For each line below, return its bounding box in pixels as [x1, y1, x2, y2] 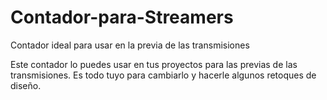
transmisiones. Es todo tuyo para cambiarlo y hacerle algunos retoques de [10, 69, 317, 81]
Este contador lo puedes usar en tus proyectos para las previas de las [10, 58, 298, 70]
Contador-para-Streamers [10, 6, 234, 29]
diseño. [10, 79, 42, 91]
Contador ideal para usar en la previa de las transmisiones [10, 39, 250, 51]
